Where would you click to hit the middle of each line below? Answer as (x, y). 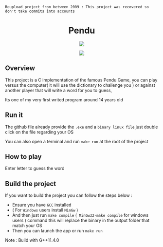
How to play (23, 157)
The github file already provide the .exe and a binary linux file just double (81, 127)
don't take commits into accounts (40, 11)
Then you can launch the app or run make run (57, 231)
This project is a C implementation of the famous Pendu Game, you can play (81, 80)
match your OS (27, 226)
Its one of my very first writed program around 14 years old (64, 99)
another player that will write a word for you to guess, (59, 90)
